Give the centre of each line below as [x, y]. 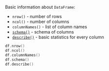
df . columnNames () [23, 55]
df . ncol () [15, 51]
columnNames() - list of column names [49, 27]
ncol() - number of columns [41, 22]
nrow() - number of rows [37, 16]
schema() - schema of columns [43, 32]
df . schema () [17, 60]
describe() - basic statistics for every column [58, 37]
